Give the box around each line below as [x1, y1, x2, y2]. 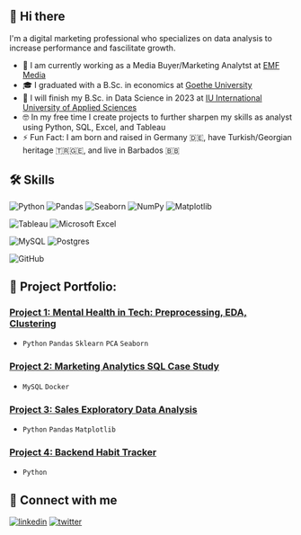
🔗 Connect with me [9, 492, 118, 508]
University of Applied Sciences [22, 102, 137, 112]
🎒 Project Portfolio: [9, 280, 117, 295]
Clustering [9, 317, 57, 329]
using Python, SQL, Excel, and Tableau [22, 121, 166, 132]
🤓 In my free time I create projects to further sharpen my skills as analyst [22, 111, 292, 122]
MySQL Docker [22, 382, 70, 391]
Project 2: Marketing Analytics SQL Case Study [9, 361, 220, 373]
